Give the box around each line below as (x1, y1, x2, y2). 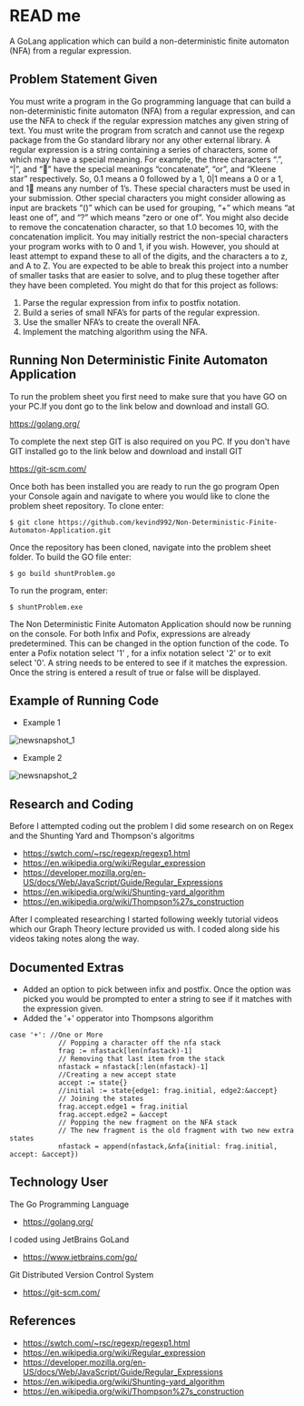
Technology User (9, 1175, 109, 1190)
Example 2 (22, 753, 63, 764)
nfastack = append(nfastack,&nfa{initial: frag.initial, (57, 1142, 279, 1151)
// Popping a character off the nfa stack (57, 1038, 221, 1047)
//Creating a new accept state (57, 1070, 177, 1079)
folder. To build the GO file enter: (9, 551, 132, 562)
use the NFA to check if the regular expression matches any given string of (9, 115, 289, 126)
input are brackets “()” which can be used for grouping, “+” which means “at (9, 202, 296, 213)
